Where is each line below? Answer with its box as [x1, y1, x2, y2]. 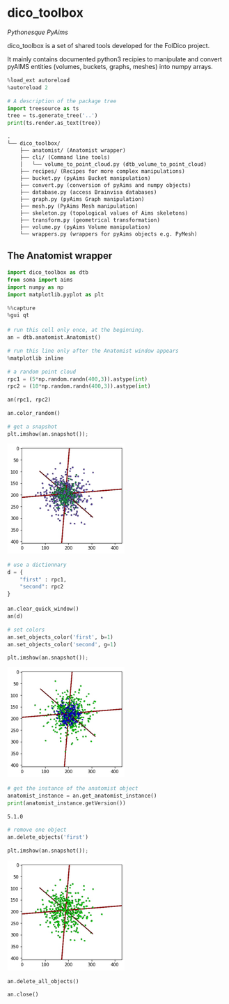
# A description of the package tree [7, 98, 117, 105]
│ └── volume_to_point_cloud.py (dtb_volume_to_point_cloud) [19, 161, 207, 168]
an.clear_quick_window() [7, 605, 79, 612]
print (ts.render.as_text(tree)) [7, 120, 101, 127]
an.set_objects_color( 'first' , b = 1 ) [7, 633, 113, 641]
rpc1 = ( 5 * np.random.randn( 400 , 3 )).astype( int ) [7, 375, 148, 383]
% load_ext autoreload [7, 77, 70, 84]
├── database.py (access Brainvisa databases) [19, 189, 157, 196]
